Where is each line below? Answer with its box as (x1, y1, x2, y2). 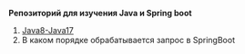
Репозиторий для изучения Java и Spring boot (8, 8, 192, 18)
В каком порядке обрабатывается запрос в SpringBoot (21, 35, 236, 45)
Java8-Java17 (21, 25, 74, 35)
